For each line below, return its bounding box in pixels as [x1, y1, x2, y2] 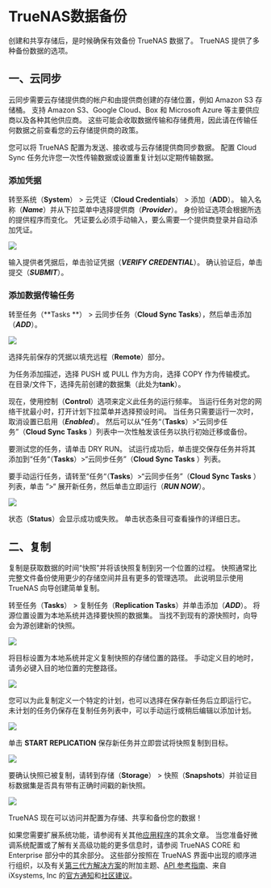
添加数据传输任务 [8, 289, 75, 300]
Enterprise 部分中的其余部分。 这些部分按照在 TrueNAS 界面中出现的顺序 [8, 851, 250, 860]
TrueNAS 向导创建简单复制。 [8, 584, 105, 593]
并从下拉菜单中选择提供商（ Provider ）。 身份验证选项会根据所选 [49, 205, 262, 215]
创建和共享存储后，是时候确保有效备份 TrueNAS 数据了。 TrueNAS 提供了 [8, 36, 253, 45]
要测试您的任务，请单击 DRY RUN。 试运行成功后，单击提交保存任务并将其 [8, 444, 256, 454]
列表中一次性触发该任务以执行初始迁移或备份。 [95, 427, 252, 437]
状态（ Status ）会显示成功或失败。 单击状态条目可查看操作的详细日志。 [8, 514, 245, 524]
